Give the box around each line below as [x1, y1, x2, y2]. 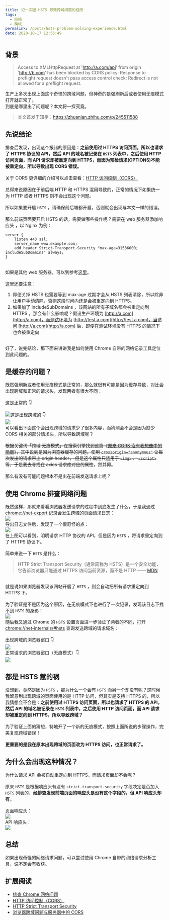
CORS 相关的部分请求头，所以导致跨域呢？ [5, 431, 94, 437]
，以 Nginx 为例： [15, 222, 52, 228]
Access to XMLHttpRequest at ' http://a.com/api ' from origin [17, 64, 141, 70]
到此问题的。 [5, 351, 32, 357]
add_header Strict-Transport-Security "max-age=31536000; [14, 245, 138, 250]
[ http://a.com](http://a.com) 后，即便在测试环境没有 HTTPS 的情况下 [18, 323, 160, 329]
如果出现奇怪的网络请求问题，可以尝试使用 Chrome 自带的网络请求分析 [5, 854, 152, 860]
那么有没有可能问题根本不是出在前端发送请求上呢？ [5, 473, 111, 479]
